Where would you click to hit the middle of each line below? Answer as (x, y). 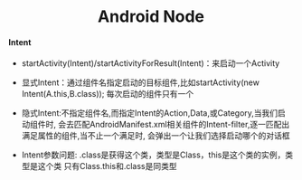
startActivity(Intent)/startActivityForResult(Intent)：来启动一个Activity (151, 63)
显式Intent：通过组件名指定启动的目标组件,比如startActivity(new (140, 82)
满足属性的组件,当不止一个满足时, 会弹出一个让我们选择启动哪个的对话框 (156, 136)
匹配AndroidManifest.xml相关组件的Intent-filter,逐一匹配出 (182, 125)
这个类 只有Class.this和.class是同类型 (107, 166)
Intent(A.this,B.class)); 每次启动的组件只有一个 (108, 94)
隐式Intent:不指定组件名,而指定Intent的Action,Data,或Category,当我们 (150, 113)
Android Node (151, 17)
